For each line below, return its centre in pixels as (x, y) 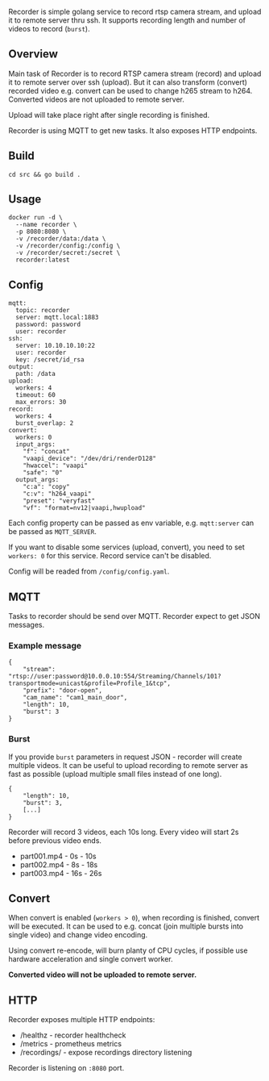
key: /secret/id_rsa (50, 360)
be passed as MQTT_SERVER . (52, 532)
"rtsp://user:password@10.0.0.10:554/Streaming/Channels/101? (115, 677)
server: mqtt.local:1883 (57, 318)
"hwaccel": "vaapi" (56, 466)
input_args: (36, 445)
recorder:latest (43, 260)
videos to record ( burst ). (49, 29)
